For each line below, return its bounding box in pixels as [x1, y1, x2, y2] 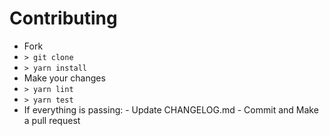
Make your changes [23, 72, 106, 84]
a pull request [23, 114, 81, 126]
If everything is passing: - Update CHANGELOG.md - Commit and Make [23, 103, 319, 116]
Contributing [9, 7, 118, 30]
